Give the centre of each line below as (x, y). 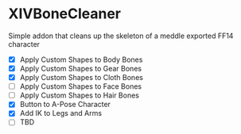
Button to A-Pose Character (65, 105)
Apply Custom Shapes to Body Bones (81, 59)
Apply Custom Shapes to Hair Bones (79, 95)
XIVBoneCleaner (65, 14)
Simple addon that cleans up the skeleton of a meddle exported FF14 (121, 36)
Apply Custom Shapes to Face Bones (81, 86)
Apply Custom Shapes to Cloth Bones (81, 78)
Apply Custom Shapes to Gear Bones (80, 69)
